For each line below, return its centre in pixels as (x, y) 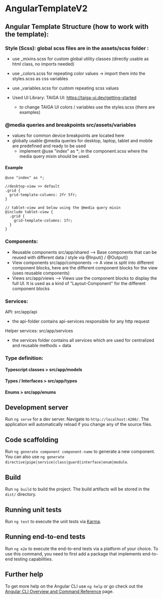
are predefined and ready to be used (49, 146)
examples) (30, 112)
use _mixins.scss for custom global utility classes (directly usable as (81, 59)
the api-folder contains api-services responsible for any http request (81, 321)
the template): (27, 34)
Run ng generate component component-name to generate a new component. (80, 452)
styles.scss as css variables (40, 78)
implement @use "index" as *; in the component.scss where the (83, 151)
